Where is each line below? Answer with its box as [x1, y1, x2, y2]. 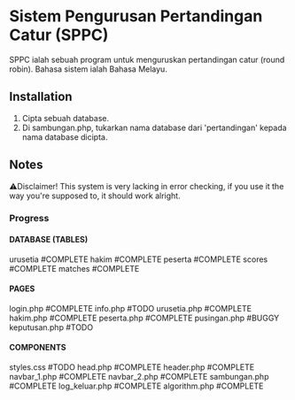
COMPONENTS [9, 342, 66, 353]
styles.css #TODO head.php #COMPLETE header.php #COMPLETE [9, 362, 255, 373]
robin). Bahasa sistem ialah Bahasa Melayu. [9, 64, 168, 74]
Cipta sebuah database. [21, 112, 110, 123]
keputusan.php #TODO [9, 321, 94, 333]
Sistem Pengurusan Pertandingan [9, 6, 263, 27]
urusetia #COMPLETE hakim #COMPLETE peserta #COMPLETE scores [9, 254, 268, 265]
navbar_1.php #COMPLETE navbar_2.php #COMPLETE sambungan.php [9, 372, 269, 382]
